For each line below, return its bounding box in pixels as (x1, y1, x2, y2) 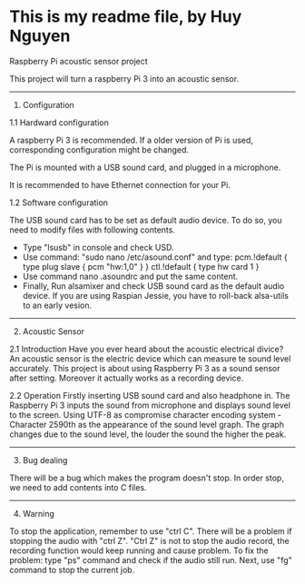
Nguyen (9, 25, 71, 46)
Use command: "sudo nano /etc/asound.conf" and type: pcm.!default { (22, 252, 288, 262)
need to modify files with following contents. (9, 224, 175, 235)
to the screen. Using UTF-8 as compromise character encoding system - (9, 409, 282, 420)
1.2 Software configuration (9, 197, 109, 208)
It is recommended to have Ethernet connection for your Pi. (9, 179, 231, 190)
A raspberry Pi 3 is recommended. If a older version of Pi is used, (9, 134, 254, 145)
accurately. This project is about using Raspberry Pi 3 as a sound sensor (9, 362, 280, 373)
